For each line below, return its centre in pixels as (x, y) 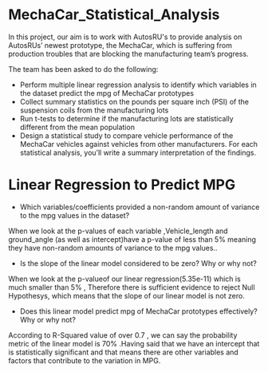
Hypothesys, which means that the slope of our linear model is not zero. (126, 295)
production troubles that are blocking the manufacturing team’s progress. (128, 53)
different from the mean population (77, 127)
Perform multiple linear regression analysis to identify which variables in (138, 85)
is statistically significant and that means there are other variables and (124, 352)
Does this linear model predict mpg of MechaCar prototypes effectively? (138, 311)
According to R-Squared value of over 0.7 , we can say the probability (123, 335)
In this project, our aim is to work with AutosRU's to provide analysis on (125, 37)
